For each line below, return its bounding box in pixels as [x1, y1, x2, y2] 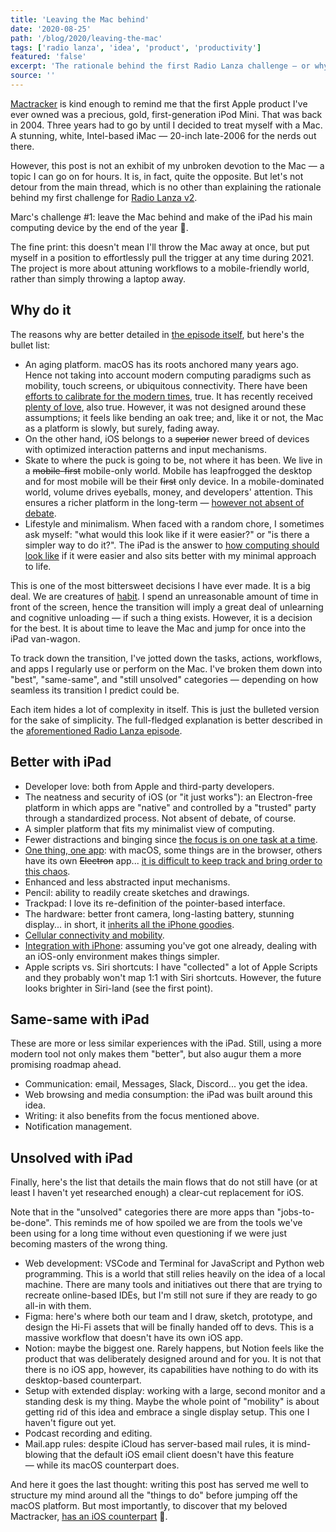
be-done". [10, 1217, 52, 1229]
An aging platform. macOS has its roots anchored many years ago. [24, 358, 299, 370]
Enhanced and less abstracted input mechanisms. [24, 876, 231, 888]
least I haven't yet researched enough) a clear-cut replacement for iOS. [10, 1187, 305, 1199]
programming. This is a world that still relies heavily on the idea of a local [24, 1268, 326, 1280]
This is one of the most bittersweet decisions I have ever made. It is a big [10, 579, 311, 591]
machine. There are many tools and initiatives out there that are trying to [24, 1279, 323, 1291]
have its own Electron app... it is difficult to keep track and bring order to [24, 854, 323, 866]
